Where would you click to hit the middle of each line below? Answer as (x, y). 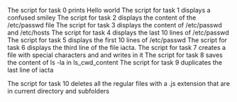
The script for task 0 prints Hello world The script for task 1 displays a (109, 10)
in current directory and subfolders (59, 91)
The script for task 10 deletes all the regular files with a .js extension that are (119, 83)
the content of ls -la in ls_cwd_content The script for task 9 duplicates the (115, 62)
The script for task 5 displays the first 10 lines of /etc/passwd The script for (117, 40)
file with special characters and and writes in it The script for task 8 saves (115, 55)
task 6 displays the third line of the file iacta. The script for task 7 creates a (116, 47)
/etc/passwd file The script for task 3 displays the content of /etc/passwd (115, 25)
